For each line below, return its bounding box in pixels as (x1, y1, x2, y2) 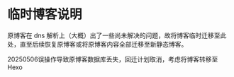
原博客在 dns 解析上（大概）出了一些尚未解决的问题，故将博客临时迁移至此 (7, 31, 227, 40)
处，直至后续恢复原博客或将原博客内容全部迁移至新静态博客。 (7, 40, 188, 48)
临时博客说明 (7, 6, 83, 23)
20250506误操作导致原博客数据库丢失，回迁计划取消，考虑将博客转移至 (7, 54, 218, 64)
